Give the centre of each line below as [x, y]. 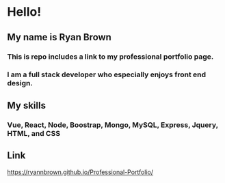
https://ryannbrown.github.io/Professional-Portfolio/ [80, 172]
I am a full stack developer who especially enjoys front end [107, 74]
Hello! [24, 12]
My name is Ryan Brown [59, 37]
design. [20, 83]
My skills [27, 105]
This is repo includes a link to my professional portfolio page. [110, 57]
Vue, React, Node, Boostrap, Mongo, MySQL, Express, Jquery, [113, 125]
